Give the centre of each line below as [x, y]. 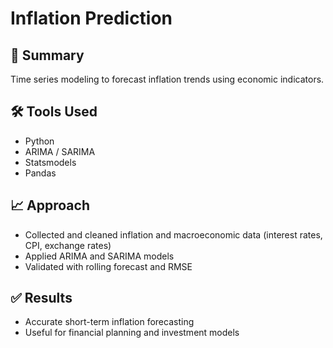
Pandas [40, 173]
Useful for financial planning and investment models [132, 333]
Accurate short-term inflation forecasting [109, 322]
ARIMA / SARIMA [60, 151]
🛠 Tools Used [54, 112]
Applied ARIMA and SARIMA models [99, 256]
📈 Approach [50, 205]
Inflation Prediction [91, 18]
